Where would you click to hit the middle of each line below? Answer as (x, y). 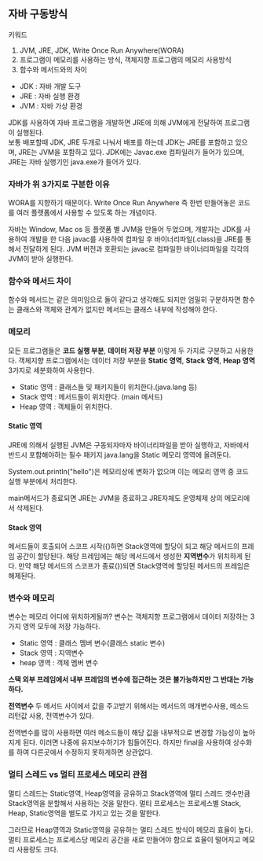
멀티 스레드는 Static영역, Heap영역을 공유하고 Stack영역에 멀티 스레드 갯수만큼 (130, 793)
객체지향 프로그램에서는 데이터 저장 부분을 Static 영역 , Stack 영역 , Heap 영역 (137, 360)
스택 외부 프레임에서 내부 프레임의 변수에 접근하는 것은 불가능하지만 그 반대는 (124, 679)
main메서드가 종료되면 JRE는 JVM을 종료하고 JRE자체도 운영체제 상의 (115, 498)
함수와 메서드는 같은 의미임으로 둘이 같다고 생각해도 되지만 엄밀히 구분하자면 (124, 300)
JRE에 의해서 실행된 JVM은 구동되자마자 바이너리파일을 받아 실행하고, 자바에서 (129, 445)
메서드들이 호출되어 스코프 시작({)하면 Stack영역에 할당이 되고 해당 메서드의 (124, 546)
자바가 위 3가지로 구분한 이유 (59, 184)
